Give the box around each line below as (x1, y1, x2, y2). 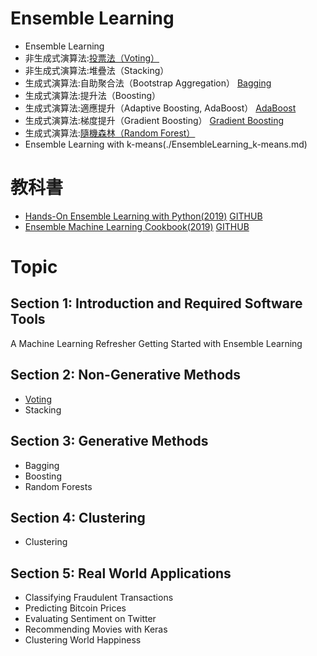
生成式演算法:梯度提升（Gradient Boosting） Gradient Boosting (24, 114, 285, 126)
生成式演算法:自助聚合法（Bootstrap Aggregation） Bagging (24, 77, 272, 89)
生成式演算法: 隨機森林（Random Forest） (24, 127, 196, 139)
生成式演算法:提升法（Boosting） (24, 89, 161, 101)
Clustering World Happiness (24, 634, 142, 646)
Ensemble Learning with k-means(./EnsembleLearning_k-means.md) (24, 138, 308, 150)
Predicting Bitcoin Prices (24, 602, 127, 614)
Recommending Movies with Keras (24, 623, 168, 636)
